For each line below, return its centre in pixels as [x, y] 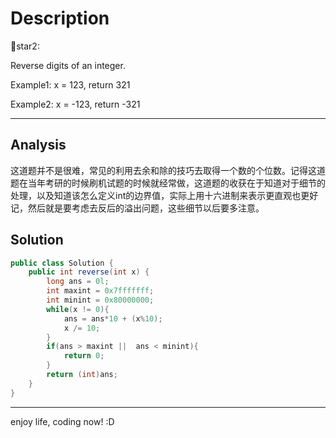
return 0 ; [84, 356]
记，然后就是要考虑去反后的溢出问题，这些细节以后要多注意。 [137, 208]
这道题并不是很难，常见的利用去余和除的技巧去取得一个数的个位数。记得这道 [168, 170]
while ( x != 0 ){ [78, 309]
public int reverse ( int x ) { [89, 272]
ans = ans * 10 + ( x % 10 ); [113, 318]
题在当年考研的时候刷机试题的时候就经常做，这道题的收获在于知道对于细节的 [168, 183]
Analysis [38, 145]
